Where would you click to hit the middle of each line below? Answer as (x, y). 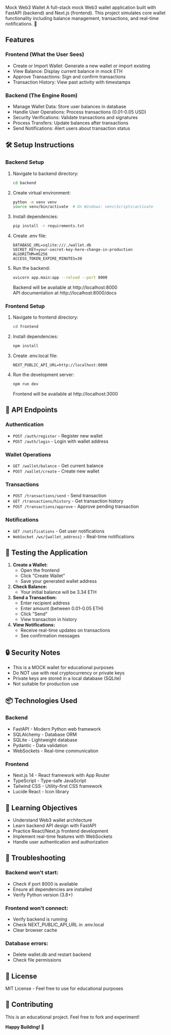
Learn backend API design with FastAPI (54, 825)
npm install (25, 346)
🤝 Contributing (29, 1004)
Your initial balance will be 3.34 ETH (59, 592)
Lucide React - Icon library (41, 792)
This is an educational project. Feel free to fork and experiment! (72, 1017)
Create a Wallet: (30, 565)
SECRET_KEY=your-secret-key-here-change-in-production (73, 250)
